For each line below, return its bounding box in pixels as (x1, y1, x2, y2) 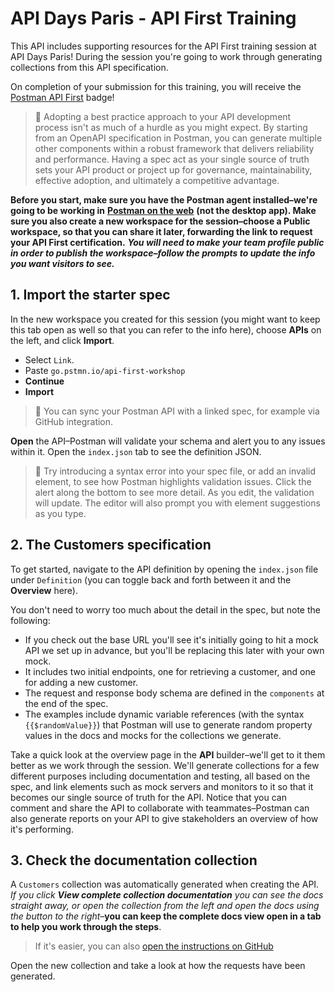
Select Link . (24, 353, 75, 366)
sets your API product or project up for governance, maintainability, (34, 163, 313, 176)
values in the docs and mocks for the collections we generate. (24, 729, 282, 741)
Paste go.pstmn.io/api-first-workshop (24, 364, 186, 376)
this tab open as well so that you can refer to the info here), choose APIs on (10, 323, 322, 336)
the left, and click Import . (10, 334, 115, 346)
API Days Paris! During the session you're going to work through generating (10, 50, 323, 62)
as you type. (34, 507, 87, 519)
